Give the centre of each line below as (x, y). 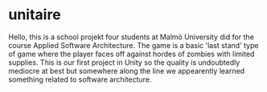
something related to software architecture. (80, 79)
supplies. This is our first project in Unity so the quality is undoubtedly (124, 62)
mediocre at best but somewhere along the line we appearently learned (127, 70)
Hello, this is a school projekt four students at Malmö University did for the (131, 37)
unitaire (35, 15)
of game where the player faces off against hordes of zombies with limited (131, 54)
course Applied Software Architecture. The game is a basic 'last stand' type (133, 45)
